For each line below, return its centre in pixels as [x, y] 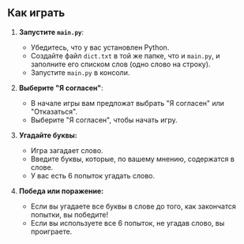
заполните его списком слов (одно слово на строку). [120, 64]
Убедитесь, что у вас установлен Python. [100, 47]
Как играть [36, 13]
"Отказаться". [54, 111]
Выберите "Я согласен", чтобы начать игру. [104, 120]
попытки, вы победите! [69, 214]
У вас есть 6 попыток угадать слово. [93, 175]
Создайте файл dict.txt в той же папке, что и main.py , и [125, 55]
